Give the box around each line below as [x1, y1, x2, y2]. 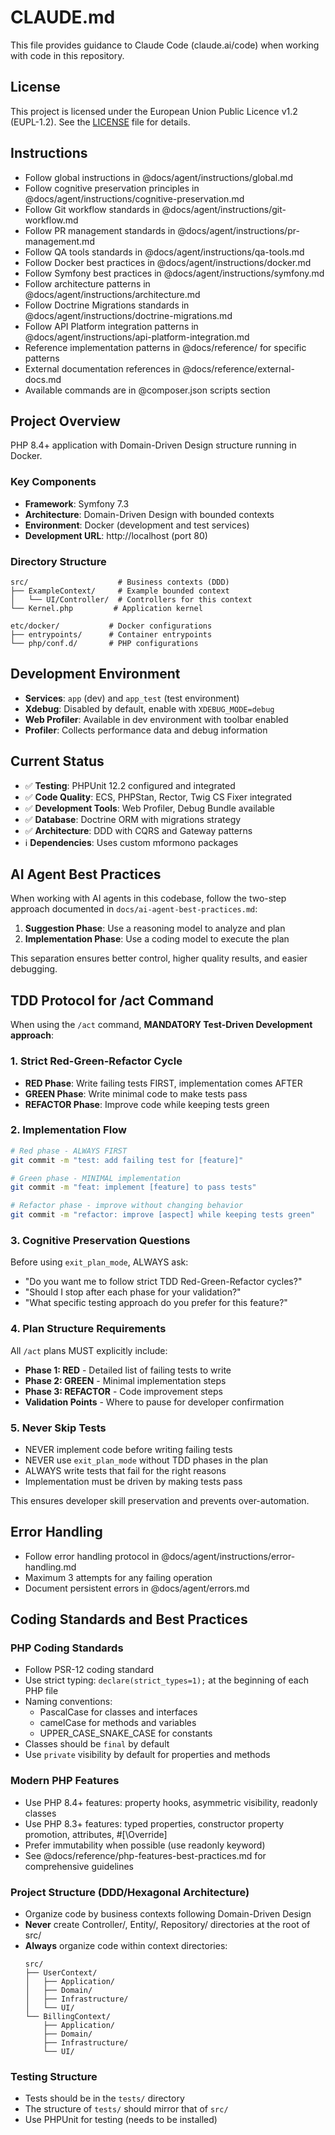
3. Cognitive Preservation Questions [10, 1233, 191, 1247]
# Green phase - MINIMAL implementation [10, 1173, 182, 1183]
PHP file [24, 1685, 59, 1697]
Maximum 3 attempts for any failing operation [24, 1571, 213, 1583]
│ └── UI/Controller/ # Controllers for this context [10, 594, 253, 605]
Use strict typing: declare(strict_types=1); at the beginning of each [24, 1674, 309, 1686]
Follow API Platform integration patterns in [24, 320, 199, 332]
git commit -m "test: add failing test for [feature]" [10, 1155, 244, 1165]
